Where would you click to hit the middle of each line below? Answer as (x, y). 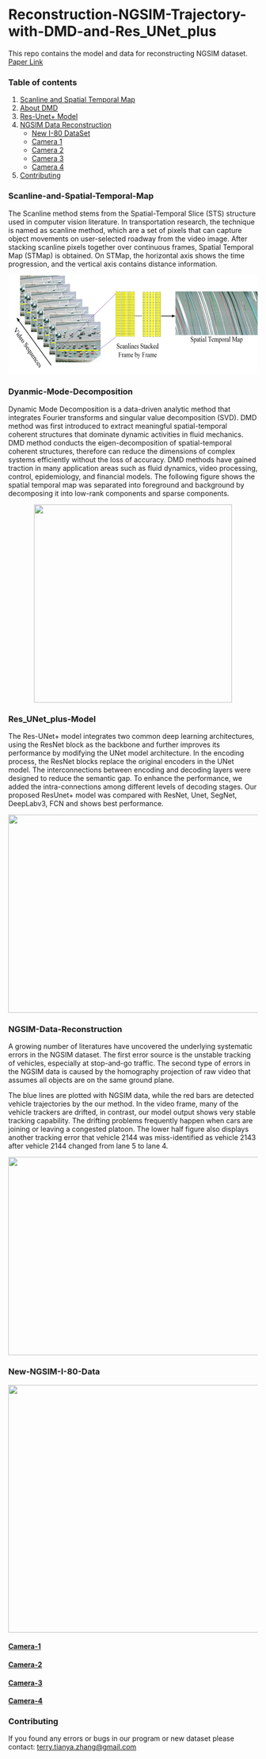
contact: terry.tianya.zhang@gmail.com (72, 1747)
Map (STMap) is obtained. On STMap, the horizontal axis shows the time (127, 255)
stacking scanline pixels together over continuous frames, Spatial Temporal (131, 247)
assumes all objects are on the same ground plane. (91, 1080)
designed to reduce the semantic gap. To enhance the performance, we (125, 778)
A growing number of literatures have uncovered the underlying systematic (131, 1046)
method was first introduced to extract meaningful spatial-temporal (118, 426)
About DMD (39, 108)
